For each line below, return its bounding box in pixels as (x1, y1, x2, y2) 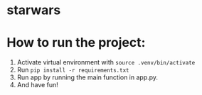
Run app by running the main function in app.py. (16, 73, 158, 82)
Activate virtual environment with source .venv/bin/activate (16, 58, 196, 67)
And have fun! (16, 81, 58, 89)
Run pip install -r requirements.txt (16, 66, 129, 74)
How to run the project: (6, 35, 146, 51)
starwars (6, 2, 61, 18)
